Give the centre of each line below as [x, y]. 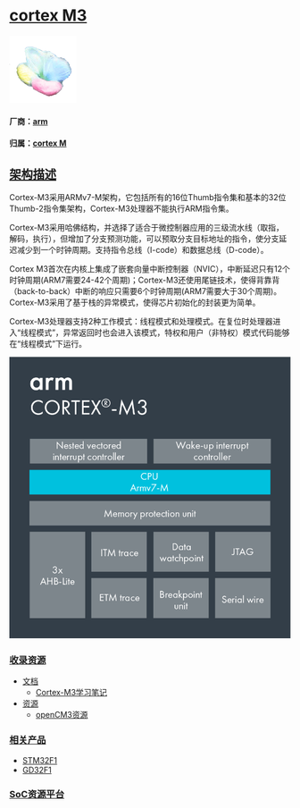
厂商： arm [29, 121]
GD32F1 [37, 770]
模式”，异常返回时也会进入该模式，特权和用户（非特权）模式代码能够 [163, 332]
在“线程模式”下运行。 [48, 343]
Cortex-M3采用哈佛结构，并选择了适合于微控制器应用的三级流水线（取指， [146, 227]
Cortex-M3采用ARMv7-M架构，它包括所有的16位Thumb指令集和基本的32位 [148, 197]
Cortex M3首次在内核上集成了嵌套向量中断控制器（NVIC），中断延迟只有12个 [150, 268]
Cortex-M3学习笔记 [71, 693]
